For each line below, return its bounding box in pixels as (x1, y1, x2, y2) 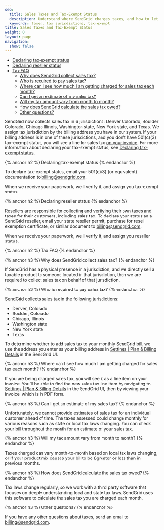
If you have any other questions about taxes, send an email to (5, 514, 129, 520)
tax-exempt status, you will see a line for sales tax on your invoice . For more (5, 139, 158, 145)
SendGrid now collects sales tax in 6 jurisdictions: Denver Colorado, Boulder (5, 119, 159, 124)
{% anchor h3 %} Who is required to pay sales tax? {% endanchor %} (5, 286, 145, 292)
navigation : (5, 39, 29, 44)
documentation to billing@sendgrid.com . (5, 174, 87, 180)
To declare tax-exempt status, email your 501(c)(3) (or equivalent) (5, 169, 138, 174)
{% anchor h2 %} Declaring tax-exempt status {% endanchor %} (5, 159, 136, 165)
